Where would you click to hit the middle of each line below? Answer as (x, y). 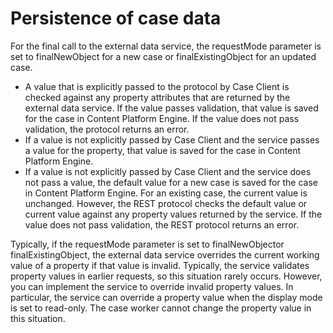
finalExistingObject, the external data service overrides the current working (165, 254)
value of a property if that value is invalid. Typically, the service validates (160, 265)
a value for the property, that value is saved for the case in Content (163, 150)
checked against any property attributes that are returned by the (157, 97)
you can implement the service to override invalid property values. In (152, 286)
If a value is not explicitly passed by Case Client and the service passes (172, 139)
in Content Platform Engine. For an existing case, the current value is (166, 193)
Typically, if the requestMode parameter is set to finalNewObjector (147, 244)
